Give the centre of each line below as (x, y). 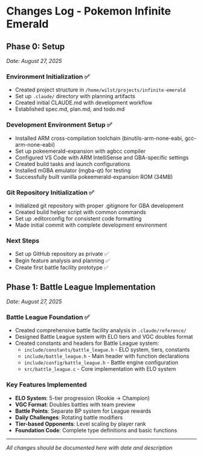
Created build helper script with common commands (80, 212)
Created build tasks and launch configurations (72, 164)
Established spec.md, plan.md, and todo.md (70, 109)
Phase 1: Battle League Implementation (81, 287)
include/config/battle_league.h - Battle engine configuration (101, 362)
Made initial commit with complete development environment (91, 225)
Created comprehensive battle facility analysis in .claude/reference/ (101, 330)
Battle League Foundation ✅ (48, 317)
